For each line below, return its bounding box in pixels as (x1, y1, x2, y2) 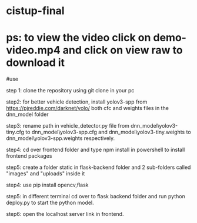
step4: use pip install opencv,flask (6, 181, 89, 189)
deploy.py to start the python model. (6, 199, 94, 207)
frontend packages (6, 152, 52, 159)
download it (6, 56, 65, 69)
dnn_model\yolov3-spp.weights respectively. (6, 135, 115, 142)
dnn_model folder (6, 111, 49, 118)
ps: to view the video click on (6, 31, 151, 45)
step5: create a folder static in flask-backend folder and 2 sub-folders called (6, 164, 191, 171)
